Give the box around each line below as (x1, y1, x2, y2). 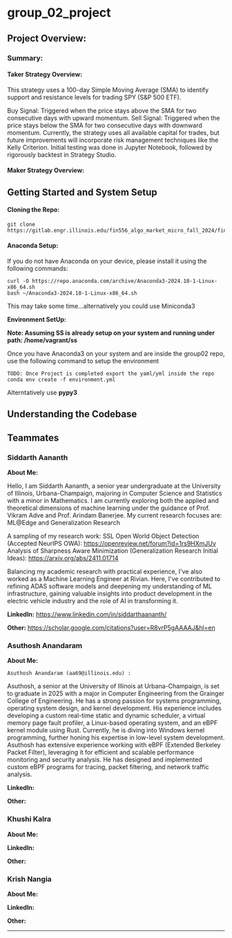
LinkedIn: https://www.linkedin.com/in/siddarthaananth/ (7, 610, 167, 618)
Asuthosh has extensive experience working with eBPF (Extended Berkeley (7, 741, 221, 749)
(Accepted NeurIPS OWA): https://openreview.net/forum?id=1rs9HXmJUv (7, 540, 216, 548)
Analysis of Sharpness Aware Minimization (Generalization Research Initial (7, 546, 219, 555)
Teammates (7, 432, 59, 443)
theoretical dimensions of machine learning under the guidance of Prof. (7, 504, 211, 513)
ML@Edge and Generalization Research (7, 519, 121, 527)
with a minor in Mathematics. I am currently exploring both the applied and (7, 497, 219, 505)
